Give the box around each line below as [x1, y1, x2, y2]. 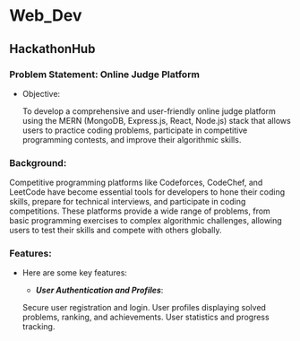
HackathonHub [9, 41, 96, 57]
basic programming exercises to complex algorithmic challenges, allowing [9, 215, 282, 226]
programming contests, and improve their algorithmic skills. [21, 134, 242, 144]
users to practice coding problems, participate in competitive [21, 125, 248, 136]
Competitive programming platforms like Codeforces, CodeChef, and [9, 177, 263, 188]
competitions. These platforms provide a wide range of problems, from [9, 205, 270, 216]
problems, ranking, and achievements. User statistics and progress [21, 311, 270, 323]
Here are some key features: [21, 267, 128, 278]
